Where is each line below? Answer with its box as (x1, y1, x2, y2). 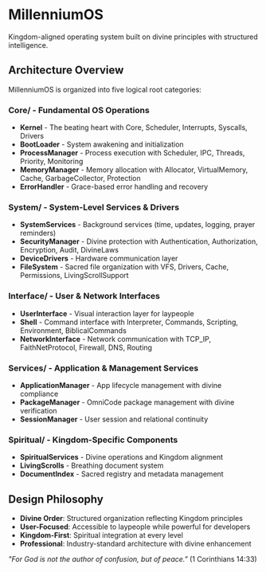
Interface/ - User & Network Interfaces (8, 291, 161, 302)
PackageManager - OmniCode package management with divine (19, 397, 235, 407)
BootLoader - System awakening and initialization (19, 139, 185, 149)
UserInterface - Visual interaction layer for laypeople (19, 308, 194, 318)
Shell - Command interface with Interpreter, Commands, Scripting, (19, 317, 239, 327)
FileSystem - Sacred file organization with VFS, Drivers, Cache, (19, 262, 229, 272)
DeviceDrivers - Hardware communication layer (19, 253, 178, 264)
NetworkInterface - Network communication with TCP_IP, (19, 334, 211, 343)
